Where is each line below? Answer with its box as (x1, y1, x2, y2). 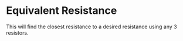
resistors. (6, 29, 29, 36)
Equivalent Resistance (6, 4, 117, 17)
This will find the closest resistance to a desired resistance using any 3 (6, 23, 177, 30)
